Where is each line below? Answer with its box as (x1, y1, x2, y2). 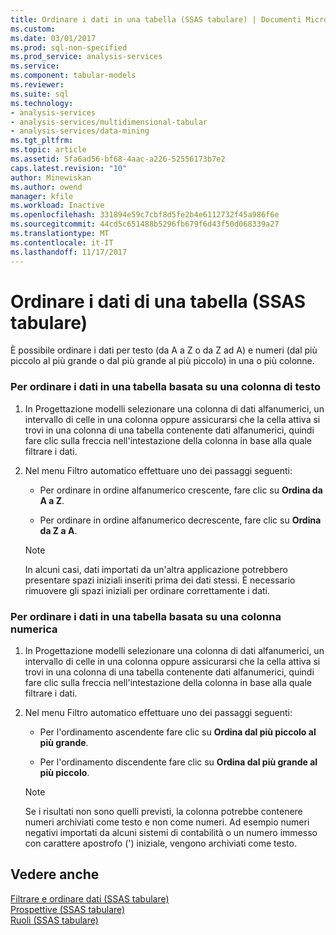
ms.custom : (10, 24, 56, 34)
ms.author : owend (10, 182, 83, 192)
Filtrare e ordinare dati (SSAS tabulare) (10, 892, 170, 905)
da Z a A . (39, 524, 78, 536)
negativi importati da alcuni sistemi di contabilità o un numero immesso (24, 827, 318, 839)
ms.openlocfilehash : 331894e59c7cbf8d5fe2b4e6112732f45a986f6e (10, 210, 280, 220)
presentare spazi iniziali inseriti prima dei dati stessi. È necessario (24, 574, 296, 586)
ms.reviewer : (10, 80, 65, 90)
